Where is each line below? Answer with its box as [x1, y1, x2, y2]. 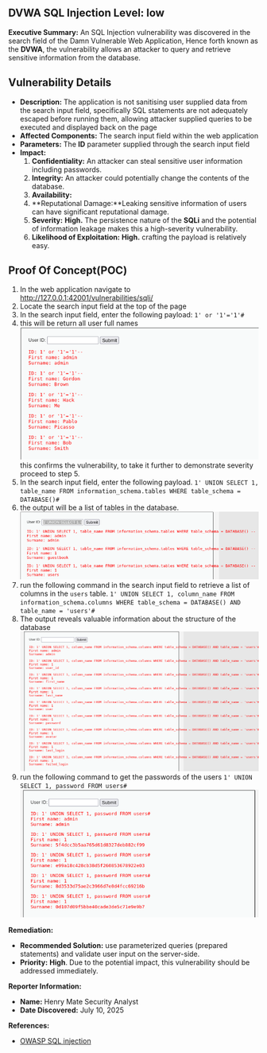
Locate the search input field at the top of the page [19, 301, 187, 311]
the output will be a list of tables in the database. [19, 503, 180, 512]
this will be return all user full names [19, 318, 139, 328]
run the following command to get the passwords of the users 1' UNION [19, 771, 253, 782]
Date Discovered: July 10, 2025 [19, 1005, 125, 1015]
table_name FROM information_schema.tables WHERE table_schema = [19, 488, 241, 495]
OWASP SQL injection [19, 1036, 91, 1045]
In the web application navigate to [19, 285, 131, 294]
